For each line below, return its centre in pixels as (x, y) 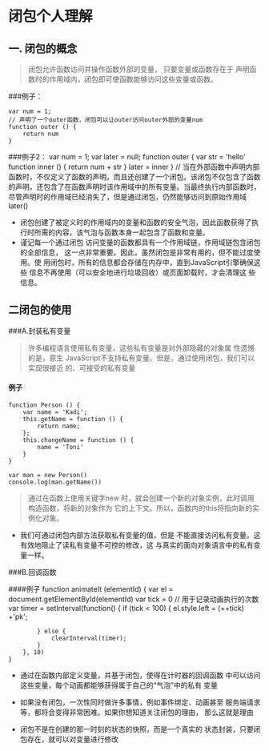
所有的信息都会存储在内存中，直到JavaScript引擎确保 (166, 262)
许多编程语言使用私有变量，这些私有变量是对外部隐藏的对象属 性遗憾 (141, 347)
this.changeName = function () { (78, 440)
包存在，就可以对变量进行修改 (69, 739)
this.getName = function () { (73, 420)
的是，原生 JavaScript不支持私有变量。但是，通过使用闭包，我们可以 (141, 358)
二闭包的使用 (40, 310)
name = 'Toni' (60, 448)
